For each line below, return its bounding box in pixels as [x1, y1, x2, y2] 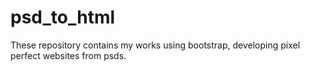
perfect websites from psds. [10, 49, 127, 61]
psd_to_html [10, 6, 116, 29]
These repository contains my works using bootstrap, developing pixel [10, 39, 301, 51]
